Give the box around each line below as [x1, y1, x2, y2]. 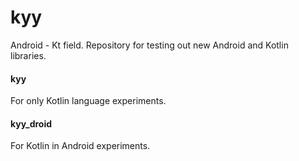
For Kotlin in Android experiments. [10, 140, 151, 152]
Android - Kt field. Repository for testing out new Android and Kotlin [10, 39, 289, 51]
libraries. [10, 49, 47, 61]
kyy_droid [10, 117, 53, 130]
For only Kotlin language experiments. [10, 95, 167, 107]
